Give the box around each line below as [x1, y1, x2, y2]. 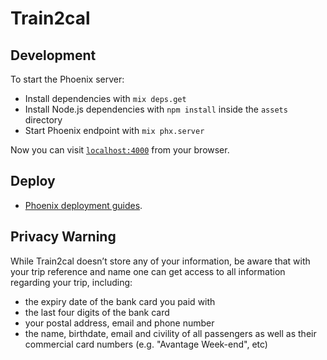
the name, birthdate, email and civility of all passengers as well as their [24, 327, 317, 339]
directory [24, 114, 63, 126]
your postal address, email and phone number [24, 317, 215, 329]
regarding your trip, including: [10, 276, 133, 288]
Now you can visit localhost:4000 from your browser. [10, 144, 230, 156]
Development [10, 47, 97, 64]
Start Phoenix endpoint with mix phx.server [24, 125, 205, 136]
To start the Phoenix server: [10, 73, 125, 85]
